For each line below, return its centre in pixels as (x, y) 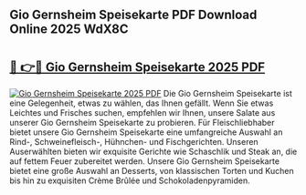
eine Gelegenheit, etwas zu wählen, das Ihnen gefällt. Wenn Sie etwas (142, 103)
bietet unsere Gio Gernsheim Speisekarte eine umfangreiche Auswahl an (146, 132)
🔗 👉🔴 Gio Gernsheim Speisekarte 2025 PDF (137, 67)
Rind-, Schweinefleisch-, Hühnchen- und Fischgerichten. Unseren (134, 142)
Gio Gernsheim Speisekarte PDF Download (133, 15)
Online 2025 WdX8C (69, 30)
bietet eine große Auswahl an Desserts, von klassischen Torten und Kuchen (152, 171)
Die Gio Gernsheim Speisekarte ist (227, 93)
